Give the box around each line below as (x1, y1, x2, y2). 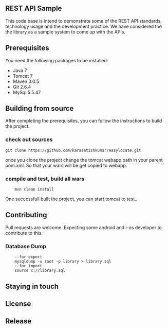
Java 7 (12, 67, 27, 74)
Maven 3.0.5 (12, 78, 40, 84)
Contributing (5, 211, 47, 219)
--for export (14, 254, 43, 259)
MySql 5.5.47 (12, 89, 41, 95)
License (5, 299, 31, 308)
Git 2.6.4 (12, 83, 31, 90)
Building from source (5, 104, 74, 113)
